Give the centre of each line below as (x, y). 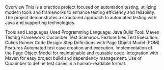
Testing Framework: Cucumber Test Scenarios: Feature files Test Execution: (82, 37)
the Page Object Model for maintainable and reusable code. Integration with (82, 53)
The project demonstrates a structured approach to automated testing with (81, 17)
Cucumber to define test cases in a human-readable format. (66, 63)
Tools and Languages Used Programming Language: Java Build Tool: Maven (82, 32)
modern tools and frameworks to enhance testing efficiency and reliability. (80, 12)
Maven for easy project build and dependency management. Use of (73, 58)
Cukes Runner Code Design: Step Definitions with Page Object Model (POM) (82, 43)
